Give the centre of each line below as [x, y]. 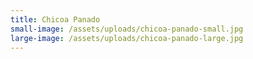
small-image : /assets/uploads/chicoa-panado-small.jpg [127, 29]
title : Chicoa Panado [55, 19]
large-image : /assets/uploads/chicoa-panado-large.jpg [127, 38]
